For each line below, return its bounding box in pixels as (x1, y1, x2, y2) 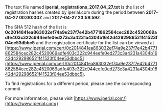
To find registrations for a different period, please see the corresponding (5, 81, 151, 86)
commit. (5, 86, 22, 91)
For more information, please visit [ (5, 95, 76, 101)
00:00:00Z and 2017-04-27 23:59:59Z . (19, 15, 101, 20)
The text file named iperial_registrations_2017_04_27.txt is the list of (5, 4, 144, 10)
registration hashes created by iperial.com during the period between (5, 9, 145, 15)
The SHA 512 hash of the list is (5, 24, 67, 30)
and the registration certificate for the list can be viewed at (36, 40, 154, 46)
